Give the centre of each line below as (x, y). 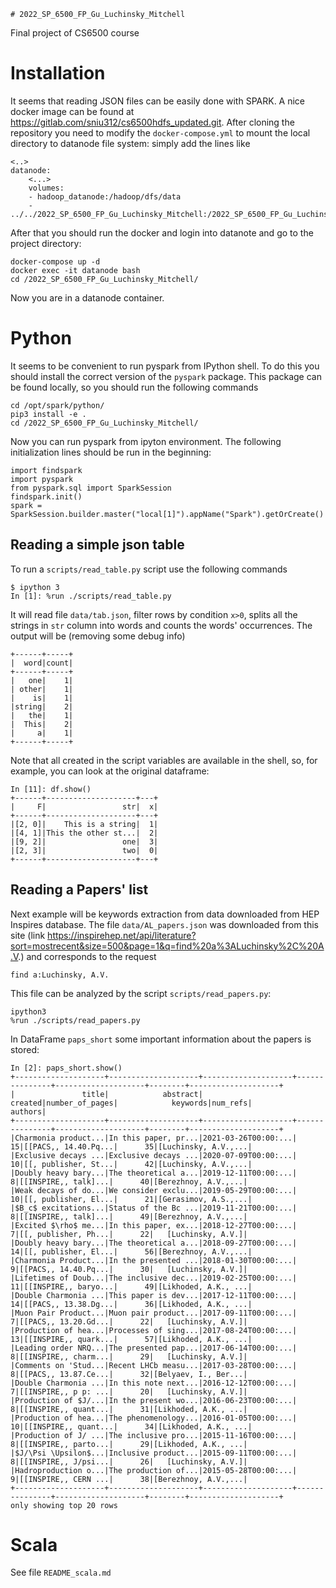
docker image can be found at (72, 111)
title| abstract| (142, 1094)
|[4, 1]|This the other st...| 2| (84, 833)
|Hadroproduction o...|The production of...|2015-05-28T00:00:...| (154, 1470)
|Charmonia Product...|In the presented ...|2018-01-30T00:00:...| (154, 1260)
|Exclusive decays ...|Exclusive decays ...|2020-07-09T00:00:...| (154, 1155)
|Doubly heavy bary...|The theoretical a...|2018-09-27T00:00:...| (154, 1243)
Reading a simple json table (97, 545)
